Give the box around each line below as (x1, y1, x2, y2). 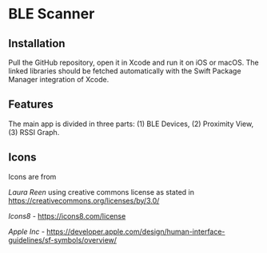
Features (8, 97, 54, 112)
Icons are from (8, 172, 57, 181)
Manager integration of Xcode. (8, 75, 110, 84)
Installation (8, 37, 66, 50)
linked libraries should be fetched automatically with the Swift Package (8, 66, 241, 76)
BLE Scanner (8, 5, 95, 23)
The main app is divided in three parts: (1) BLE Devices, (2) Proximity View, (8, 119, 254, 128)
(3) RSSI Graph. (8, 127, 60, 136)
